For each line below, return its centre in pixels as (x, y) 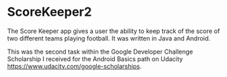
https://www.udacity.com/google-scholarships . (74, 66)
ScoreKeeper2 (49, 12)
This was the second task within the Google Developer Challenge (100, 52)
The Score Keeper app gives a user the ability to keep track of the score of (113, 31)
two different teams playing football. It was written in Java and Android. (109, 38)
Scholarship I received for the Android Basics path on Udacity (95, 58)
